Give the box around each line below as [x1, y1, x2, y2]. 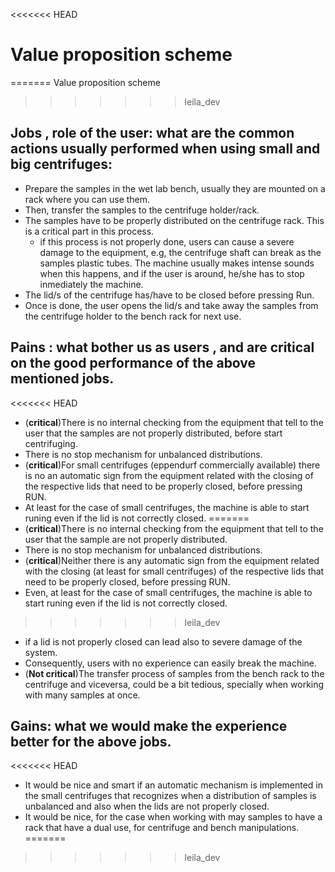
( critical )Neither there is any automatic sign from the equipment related [24, 554, 320, 566]
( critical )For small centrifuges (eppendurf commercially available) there [24, 459, 321, 471]
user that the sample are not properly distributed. [24, 533, 228, 545]
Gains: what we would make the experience [10, 717, 288, 734]
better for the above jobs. [10, 733, 172, 750]
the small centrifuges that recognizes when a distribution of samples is [24, 790, 317, 802]
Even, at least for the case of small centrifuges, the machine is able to [24, 586, 313, 598]
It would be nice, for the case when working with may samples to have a [24, 811, 323, 823]
